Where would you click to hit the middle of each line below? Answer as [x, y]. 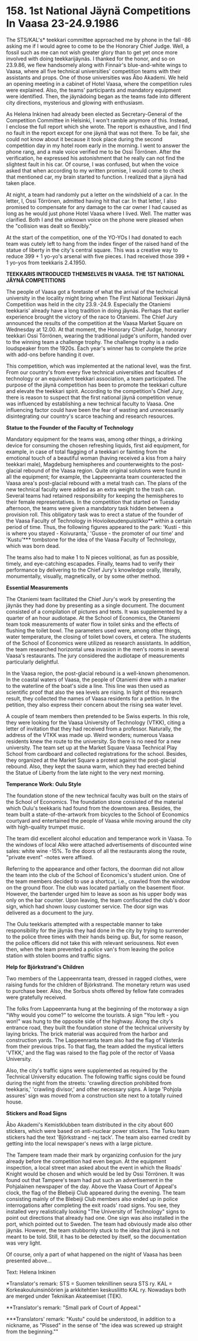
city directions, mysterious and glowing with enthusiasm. [75, 102]
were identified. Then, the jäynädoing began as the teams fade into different [98, 96]
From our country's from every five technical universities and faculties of [95, 372]
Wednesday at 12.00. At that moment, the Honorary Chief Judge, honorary [96, 329]
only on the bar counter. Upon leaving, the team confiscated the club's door [98, 900]
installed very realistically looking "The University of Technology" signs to [96, 1211]
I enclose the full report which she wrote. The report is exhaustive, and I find [99, 126]
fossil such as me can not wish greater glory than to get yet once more [92, 52]
